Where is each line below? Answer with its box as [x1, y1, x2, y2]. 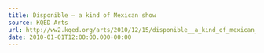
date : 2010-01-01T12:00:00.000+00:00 [8, 33, 132, 41]
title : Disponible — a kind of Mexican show [8, 11, 156, 19]
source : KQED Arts [8, 19, 68, 26]
